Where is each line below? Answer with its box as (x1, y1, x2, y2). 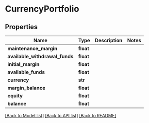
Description (95, 37, 123, 44)
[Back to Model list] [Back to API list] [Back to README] (5, 113, 116, 118)
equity (7, 92, 23, 99)
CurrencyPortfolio (5, 3, 79, 15)
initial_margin (7, 61, 40, 67)
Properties (5, 23, 38, 31)
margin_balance (7, 85, 46, 91)
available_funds (7, 69, 45, 76)
